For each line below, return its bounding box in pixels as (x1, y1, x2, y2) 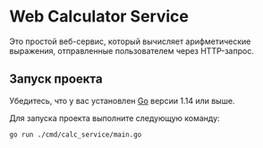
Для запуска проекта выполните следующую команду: (9, 112, 221, 123)
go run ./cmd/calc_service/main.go (9, 130, 142, 139)
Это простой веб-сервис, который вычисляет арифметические (9, 36, 251, 47)
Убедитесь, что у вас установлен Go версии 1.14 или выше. (9, 95, 235, 106)
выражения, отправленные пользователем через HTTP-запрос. (9, 45, 255, 56)
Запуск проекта (9, 72, 103, 87)
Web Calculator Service (9, 6, 190, 27)
